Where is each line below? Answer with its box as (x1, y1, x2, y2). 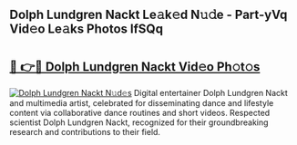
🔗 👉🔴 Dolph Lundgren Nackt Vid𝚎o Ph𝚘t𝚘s (9, 59, 261, 74)
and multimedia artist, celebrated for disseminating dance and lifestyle (9, 98, 274, 108)
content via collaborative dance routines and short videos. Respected (9, 108, 271, 118)
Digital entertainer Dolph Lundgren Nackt (133, 88, 289, 98)
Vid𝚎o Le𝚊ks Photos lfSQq (9, 22, 164, 37)
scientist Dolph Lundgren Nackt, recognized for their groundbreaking (9, 117, 269, 128)
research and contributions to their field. (9, 127, 161, 137)
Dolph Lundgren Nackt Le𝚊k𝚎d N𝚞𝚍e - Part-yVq (9, 7, 288, 23)
